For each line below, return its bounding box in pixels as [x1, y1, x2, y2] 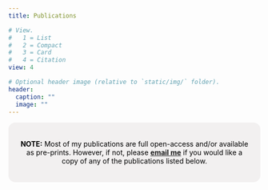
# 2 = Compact [8, 41, 62, 49]
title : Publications [8, 11, 78, 20]
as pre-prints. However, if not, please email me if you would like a [26, 148, 242, 157]
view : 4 [8, 63, 34, 72]
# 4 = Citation [8, 56, 66, 64]
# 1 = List [8, 34, 52, 42]
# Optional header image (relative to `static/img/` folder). [8, 78, 220, 86]
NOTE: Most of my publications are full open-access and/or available [20, 139, 249, 149]
